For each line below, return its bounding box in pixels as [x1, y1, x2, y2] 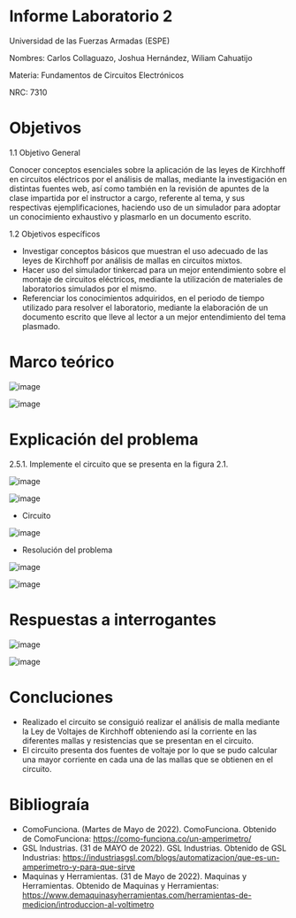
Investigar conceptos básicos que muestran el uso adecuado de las [21, 245, 269, 256]
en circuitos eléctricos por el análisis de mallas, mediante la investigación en [9, 174, 287, 184]
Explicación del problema [9, 429, 199, 449]
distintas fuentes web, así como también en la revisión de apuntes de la [9, 183, 269, 194]
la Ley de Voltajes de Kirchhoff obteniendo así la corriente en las [21, 726, 258, 737]
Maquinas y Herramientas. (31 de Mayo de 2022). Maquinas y [21, 870, 247, 882]
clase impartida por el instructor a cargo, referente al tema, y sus [9, 192, 246, 203]
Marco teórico [9, 352, 115, 373]
